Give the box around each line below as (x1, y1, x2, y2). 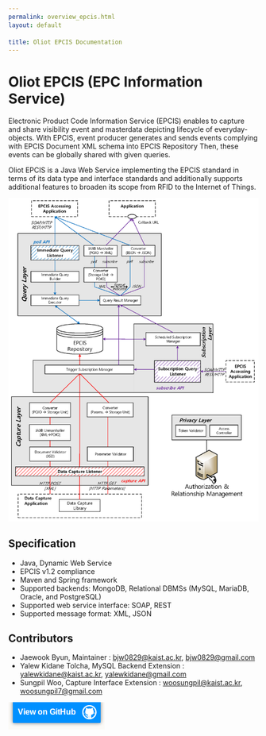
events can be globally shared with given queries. (8, 150, 171, 160)
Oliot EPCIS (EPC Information (8, 73, 203, 91)
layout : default (8, 21, 62, 29)
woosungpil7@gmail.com (19, 687, 103, 696)
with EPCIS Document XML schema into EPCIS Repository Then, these (8, 141, 239, 151)
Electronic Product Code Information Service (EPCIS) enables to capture (8, 116, 245, 126)
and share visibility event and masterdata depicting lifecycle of (8, 125, 213, 134)
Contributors (8, 632, 74, 645)
